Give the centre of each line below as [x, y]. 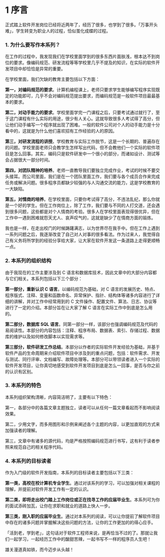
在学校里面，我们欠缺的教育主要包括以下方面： [52, 79]
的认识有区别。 [20, 371]
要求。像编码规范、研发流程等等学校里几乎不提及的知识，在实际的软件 [84, 63]
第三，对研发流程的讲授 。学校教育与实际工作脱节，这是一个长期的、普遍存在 [82, 141]
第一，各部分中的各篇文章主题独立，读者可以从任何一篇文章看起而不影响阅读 [82, 407]
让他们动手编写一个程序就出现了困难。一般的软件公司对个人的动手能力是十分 [82, 125]
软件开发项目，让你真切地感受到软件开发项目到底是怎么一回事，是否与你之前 [82, 365]
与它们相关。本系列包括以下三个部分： [44, 278]
